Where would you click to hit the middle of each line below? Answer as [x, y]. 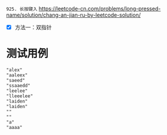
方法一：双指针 [33, 27]
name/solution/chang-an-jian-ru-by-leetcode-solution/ [74, 15]
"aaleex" [17, 75]
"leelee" [17, 91]
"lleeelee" [20, 96]
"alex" [14, 70]
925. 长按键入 [22, 9]
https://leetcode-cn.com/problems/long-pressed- [100, 9]
